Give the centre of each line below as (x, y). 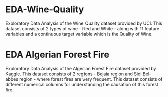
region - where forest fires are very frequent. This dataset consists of (91, 79)
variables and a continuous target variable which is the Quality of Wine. (79, 34)
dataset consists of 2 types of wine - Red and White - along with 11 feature (82, 28)
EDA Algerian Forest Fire (57, 55)
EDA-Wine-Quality (45, 9)
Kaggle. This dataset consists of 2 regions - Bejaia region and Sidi (73, 74)
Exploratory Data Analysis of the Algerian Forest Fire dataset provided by (81, 68)
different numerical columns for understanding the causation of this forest (82, 84)
